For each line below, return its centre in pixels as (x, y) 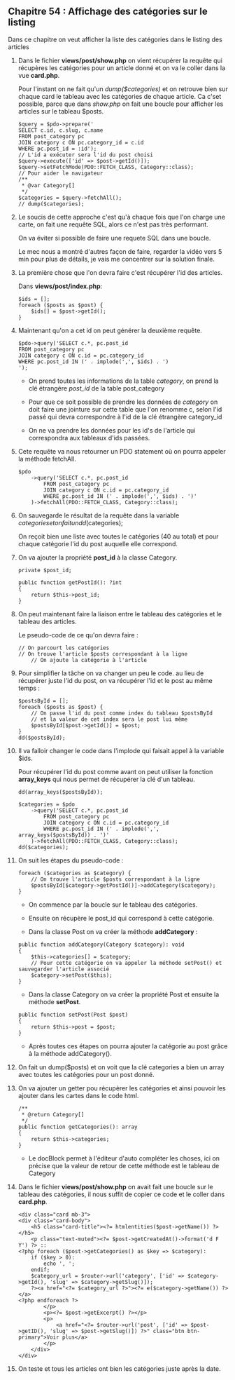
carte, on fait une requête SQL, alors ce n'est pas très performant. (113, 224)
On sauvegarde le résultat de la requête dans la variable (99, 515)
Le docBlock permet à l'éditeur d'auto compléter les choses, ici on (124, 1158)
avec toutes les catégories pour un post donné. (86, 1074)
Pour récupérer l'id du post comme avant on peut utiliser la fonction (115, 771)
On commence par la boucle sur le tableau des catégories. (113, 905)
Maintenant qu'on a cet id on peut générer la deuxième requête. (110, 330)
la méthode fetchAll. (47, 459)
